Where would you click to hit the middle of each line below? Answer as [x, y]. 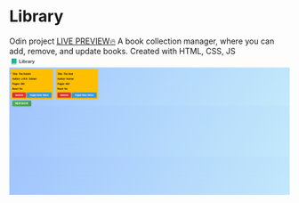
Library [36, 16]
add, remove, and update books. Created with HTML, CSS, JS [122, 51]
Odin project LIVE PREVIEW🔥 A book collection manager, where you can [142, 41]
